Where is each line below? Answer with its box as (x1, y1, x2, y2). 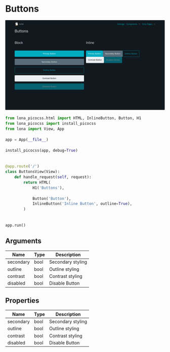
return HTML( (23, 180, 51, 185)
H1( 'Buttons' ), (32, 185, 65, 190)
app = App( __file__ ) (5, 137, 49, 142)
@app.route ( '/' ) (5, 164, 39, 169)
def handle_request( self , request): (14, 174, 92, 180)
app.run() (5, 223, 26, 228)
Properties (5, 296, 39, 305)
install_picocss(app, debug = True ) (5, 148, 78, 153)
